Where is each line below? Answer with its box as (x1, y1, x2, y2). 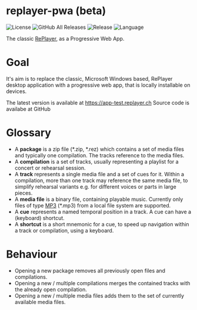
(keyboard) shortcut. (14, 214, 65, 222)
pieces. (14, 189, 33, 196)
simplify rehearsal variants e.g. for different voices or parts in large (14, 183, 176, 190)
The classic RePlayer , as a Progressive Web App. (6, 35, 125, 42)
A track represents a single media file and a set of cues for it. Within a (14, 170, 184, 177)
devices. (6, 87, 27, 95)
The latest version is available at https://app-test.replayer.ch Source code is (6, 99, 190, 106)
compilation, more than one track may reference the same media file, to (14, 177, 188, 184)
